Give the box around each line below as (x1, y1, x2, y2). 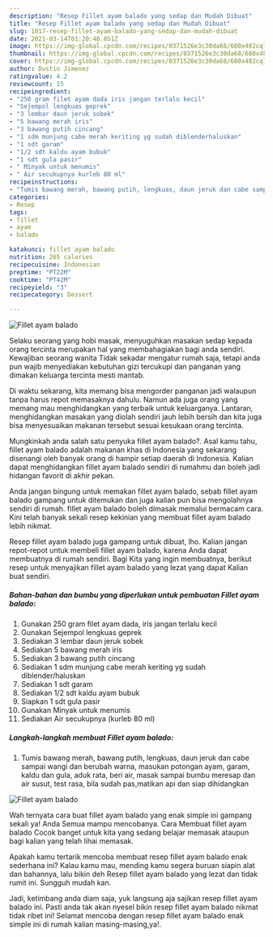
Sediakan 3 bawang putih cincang (20, 654, 135, 663)
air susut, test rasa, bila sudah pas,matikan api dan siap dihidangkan (20, 779, 250, 788)
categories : (9, 192, 49, 201)
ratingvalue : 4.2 (9, 72, 68, 80)
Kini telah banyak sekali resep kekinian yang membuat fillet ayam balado (9, 512, 251, 522)
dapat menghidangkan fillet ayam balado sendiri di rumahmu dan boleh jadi (9, 462, 261, 472)
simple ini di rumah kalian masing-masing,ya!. (9, 919, 162, 930)
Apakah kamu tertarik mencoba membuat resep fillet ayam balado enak (9, 852, 248, 861)
